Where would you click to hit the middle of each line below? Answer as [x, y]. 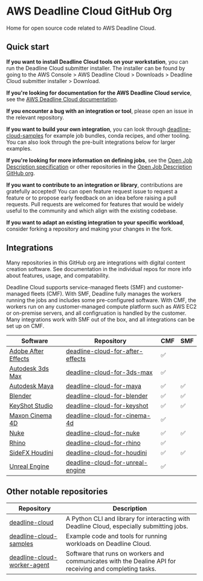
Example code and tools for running [116, 536]
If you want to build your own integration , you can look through [86, 129]
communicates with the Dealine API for [121, 561]
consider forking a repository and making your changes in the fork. [90, 229]
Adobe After [27, 351]
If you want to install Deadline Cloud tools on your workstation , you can [97, 61]
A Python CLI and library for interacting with [128, 519]
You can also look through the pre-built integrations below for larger [91, 142]
